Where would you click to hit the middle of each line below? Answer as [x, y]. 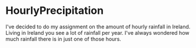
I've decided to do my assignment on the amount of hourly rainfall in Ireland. [98, 27]
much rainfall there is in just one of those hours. [63, 39]
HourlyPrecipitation [55, 11]
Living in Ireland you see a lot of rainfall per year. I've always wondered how [97, 32]
